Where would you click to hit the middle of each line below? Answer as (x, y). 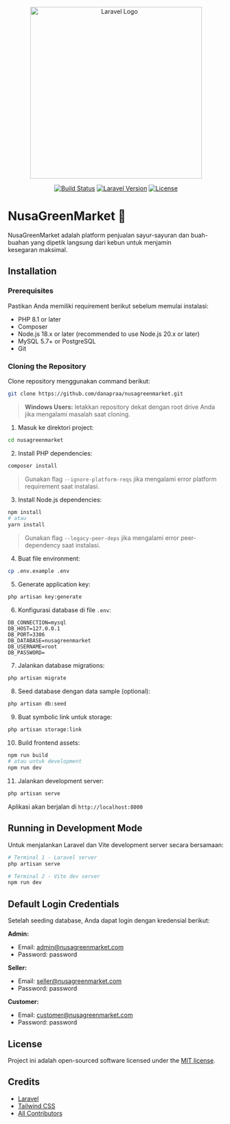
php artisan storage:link (45, 729)
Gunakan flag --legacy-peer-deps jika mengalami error (102, 538)
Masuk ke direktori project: (56, 427)
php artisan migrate (37, 678)
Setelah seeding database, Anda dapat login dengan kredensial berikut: (109, 921)
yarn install (26, 525)
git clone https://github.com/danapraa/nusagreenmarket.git (96, 394)
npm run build (28, 755)
